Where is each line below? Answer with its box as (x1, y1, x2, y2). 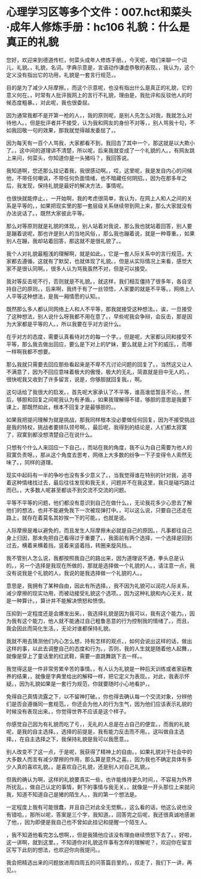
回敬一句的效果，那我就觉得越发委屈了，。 (16, 126, 119, 133)
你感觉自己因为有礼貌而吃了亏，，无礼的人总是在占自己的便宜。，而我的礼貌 (6, 720, 190, 728)
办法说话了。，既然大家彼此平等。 (6, 209, 88, 217)
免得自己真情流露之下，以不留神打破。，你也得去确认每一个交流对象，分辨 (6, 692, 187, 700)
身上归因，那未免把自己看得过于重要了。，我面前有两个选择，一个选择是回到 (6, 534, 193, 542)
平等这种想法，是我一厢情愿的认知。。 (11, 293, 103, 300)
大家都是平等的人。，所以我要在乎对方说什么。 (11, 320, 124, 327)
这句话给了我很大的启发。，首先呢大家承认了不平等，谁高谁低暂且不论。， (6, 388, 184, 396)
